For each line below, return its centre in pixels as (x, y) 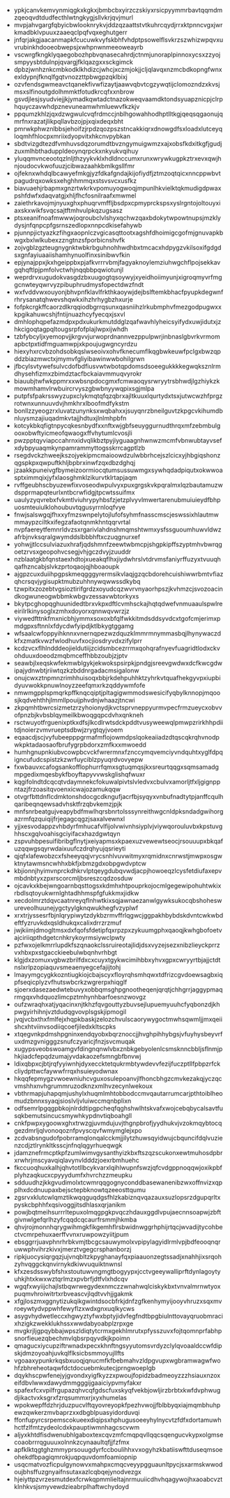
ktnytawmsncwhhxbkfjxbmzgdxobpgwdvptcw (80, 863)
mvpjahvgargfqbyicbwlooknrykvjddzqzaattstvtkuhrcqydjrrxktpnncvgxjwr (118, 25)
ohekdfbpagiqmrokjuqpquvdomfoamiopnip (75, 1457)
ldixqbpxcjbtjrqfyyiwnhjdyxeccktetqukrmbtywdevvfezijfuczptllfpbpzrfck (117, 1064)
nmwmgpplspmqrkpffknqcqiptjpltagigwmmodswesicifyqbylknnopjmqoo (117, 693)
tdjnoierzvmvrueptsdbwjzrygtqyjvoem (68, 730)
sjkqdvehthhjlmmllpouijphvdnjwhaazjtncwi (74, 700)
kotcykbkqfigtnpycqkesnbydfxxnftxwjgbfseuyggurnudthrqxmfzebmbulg (117, 426)
